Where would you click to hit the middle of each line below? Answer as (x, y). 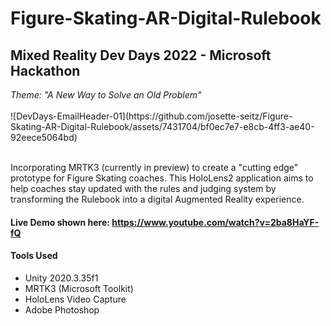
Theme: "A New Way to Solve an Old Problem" (106, 95)
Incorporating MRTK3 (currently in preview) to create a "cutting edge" (154, 167)
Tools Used (34, 256)
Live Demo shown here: (60, 222)
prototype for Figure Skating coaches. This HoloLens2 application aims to (162, 178)
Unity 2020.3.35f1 (61, 278)
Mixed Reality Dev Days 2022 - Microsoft (141, 55)
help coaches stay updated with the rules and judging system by (143, 188)
